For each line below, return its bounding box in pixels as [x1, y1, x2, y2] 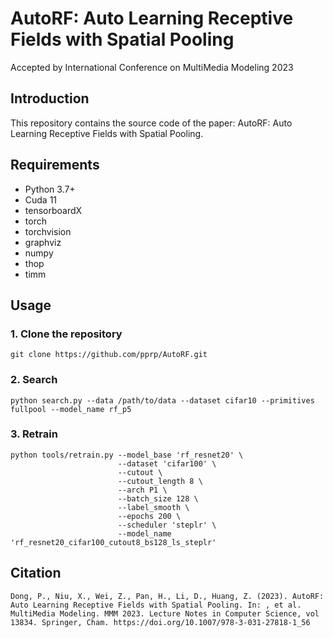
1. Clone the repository [10, 327, 123, 341]
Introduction [10, 90, 90, 107]
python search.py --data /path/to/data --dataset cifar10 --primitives [10, 395, 315, 406]
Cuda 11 [24, 193, 58, 206]
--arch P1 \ [117, 485, 168, 495]
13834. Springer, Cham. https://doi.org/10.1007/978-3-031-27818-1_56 [10, 617, 311, 627]
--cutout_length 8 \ [117, 476, 203, 486]
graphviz [24, 236, 62, 248]
